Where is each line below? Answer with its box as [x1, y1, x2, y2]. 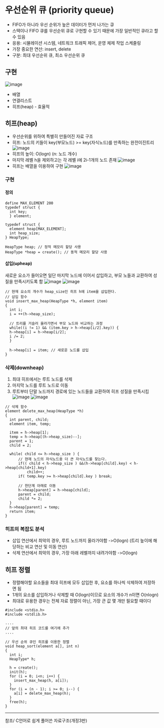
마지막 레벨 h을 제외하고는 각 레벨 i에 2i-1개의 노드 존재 [12, 157, 117, 163]
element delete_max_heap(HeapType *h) [5, 409, 84, 414]
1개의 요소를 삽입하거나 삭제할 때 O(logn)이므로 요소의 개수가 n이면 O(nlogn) [12, 592, 159, 598]
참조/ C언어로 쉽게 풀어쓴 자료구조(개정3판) [5, 718, 87, 724]
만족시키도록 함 [14, 278, 43, 284]
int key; [9, 209, 27, 214]
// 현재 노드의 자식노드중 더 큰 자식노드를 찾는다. [18, 457, 107, 462]
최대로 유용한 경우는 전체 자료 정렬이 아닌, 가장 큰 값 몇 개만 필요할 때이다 [12, 598, 151, 604]
